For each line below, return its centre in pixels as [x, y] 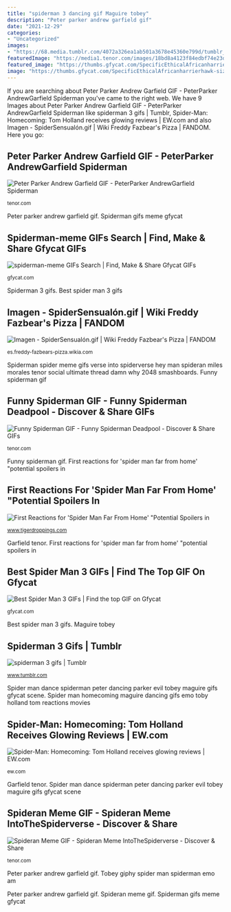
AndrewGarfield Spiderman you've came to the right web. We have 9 [104, 98]
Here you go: [25, 134]
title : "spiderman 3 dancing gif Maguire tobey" [78, 13]
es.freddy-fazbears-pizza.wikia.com [50, 352]
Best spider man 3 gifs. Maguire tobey [61, 624]
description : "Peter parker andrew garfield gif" [80, 20]
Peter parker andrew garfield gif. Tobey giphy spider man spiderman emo [111, 873]
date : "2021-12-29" [35, 26]
